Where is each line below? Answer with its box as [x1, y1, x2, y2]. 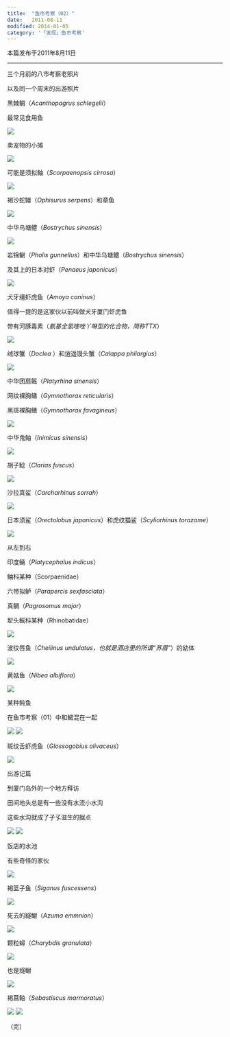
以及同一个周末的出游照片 [7, 84, 79, 93]
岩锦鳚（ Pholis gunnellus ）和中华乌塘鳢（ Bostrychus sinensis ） [7, 251, 188, 259]
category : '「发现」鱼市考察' [7, 29, 86, 36]
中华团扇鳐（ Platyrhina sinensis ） [7, 377, 103, 385]
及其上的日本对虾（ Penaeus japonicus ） [7, 266, 121, 274]
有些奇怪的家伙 [7, 857, 49, 865]
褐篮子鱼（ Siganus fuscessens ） [7, 884, 101, 892]
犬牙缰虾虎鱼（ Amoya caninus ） [7, 293, 99, 301]
